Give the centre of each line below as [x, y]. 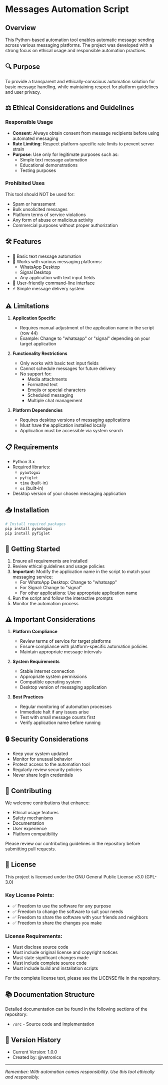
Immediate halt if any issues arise [54, 712]
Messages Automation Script [67, 9]
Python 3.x [23, 462]
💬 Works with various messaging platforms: [57, 261]
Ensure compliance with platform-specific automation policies [83, 647]
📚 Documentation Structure [50, 994]
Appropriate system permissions [53, 677]
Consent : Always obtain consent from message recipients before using [86, 133]
